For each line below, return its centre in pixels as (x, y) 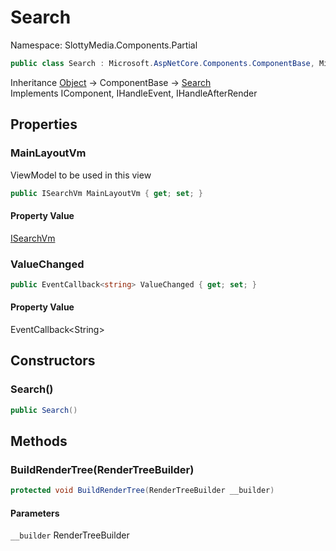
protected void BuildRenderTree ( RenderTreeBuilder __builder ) (142, 491)
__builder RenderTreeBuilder (70, 535)
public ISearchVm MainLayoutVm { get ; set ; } (106, 193)
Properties (44, 124)
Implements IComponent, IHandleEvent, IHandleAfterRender (134, 93)
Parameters (35, 513)
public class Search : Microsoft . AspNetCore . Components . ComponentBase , (162, 63)
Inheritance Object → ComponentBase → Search (111, 82)
